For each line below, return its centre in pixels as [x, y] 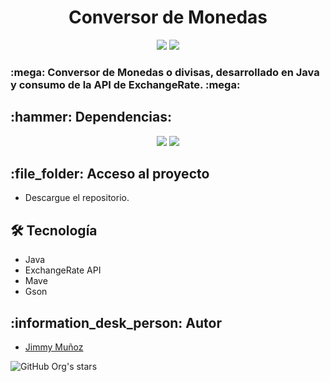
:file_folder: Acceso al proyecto [110, 174]
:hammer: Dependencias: [91, 117]
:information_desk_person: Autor [116, 322]
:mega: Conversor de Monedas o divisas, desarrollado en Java [165, 72]
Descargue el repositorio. [77, 198]
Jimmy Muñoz [54, 347]
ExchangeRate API [63, 270]
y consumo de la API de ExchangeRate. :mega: [125, 84]
